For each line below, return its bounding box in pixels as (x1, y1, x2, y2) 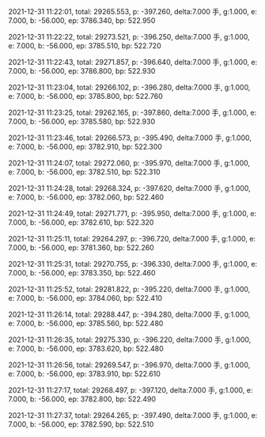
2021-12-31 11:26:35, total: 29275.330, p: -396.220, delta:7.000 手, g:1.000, (8, 335, 252, 344)
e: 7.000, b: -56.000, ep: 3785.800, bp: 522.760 (8, 92, 164, 101)
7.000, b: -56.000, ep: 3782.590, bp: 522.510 (8, 420, 154, 429)
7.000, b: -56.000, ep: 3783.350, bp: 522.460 (8, 268, 156, 277)
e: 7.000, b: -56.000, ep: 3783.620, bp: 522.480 (8, 344, 164, 353)
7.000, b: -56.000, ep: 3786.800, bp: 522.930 (8, 66, 156, 75)
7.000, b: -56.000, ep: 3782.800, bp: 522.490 (8, 394, 157, 404)
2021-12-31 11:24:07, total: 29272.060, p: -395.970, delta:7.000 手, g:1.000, (8, 158, 251, 168)
